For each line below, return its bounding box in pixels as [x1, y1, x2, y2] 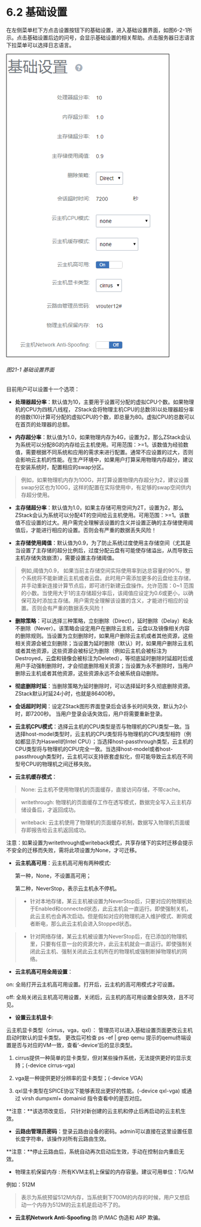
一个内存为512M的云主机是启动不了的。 [26, 1201, 124, 1208]
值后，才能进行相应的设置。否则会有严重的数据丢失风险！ [14, 527, 157, 534]
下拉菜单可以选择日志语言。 [6, 41, 75, 49]
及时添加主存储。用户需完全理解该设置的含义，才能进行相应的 [31, 597, 184, 605]
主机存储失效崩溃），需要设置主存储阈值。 [14, 554, 118, 561]
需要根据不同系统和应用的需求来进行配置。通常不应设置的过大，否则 [25, 449, 193, 456]
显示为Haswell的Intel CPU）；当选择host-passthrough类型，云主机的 [25, 738, 193, 745]
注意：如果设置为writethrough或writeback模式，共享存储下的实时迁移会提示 [6, 839, 193, 846]
